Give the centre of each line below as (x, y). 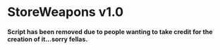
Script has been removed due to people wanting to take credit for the (110, 31)
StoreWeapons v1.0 (66, 12)
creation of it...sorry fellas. (48, 39)
